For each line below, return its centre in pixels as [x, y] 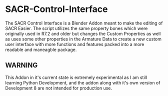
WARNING [21, 65]
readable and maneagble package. [41, 49]
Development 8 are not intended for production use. [59, 88]
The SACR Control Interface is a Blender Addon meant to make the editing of [84, 23]
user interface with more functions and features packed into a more [75, 44]
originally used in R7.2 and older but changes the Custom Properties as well [83, 33]
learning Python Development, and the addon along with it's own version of [83, 82]
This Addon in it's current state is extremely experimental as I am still [76, 77]
